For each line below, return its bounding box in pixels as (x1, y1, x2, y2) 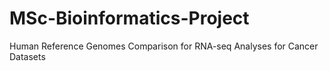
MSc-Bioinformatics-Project (9, 7, 250, 30)
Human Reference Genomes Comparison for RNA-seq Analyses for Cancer (9, 40, 319, 52)
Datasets (9, 50, 46, 62)
